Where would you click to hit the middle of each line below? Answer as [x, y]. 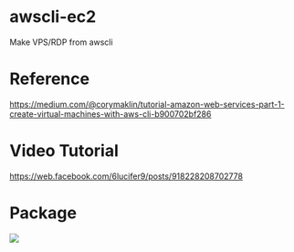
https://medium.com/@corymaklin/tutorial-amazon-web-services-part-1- [147, 104]
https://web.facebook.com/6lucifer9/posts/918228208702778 [126, 176]
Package [43, 213]
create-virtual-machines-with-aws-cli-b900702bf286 [110, 114]
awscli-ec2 [53, 17]
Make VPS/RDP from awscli [61, 42]
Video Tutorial [64, 151]
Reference [49, 79]
